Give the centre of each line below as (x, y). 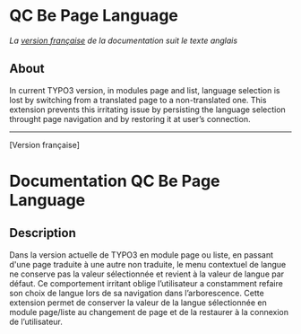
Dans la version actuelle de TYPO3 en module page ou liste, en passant (142, 255)
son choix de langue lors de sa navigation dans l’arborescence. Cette (137, 293)
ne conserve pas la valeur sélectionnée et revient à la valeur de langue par (147, 274)
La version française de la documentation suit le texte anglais (124, 40)
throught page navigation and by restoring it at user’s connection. (130, 119)
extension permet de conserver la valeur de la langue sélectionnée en (138, 303)
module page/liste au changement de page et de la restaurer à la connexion (149, 312)
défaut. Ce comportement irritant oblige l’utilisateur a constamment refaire (146, 283)
